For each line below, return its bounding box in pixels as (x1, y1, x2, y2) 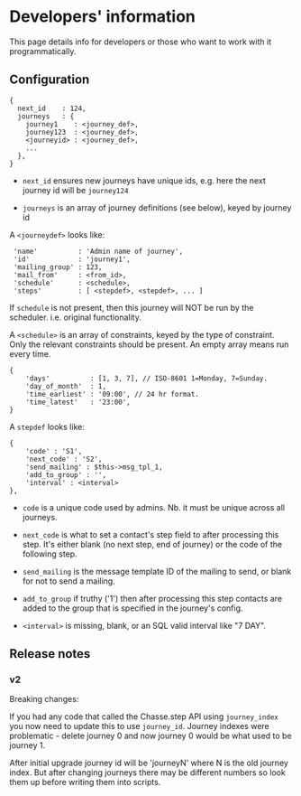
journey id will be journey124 (22, 184, 129, 195)
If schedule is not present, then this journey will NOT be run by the (9, 302, 254, 313)
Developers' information (9, 6, 196, 27)
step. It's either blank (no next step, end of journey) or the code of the (22, 538, 282, 549)
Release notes (9, 646, 91, 661)
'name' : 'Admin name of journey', (13, 247, 183, 256)
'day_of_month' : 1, (25, 381, 106, 390)
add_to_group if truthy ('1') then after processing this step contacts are (22, 593, 282, 604)
